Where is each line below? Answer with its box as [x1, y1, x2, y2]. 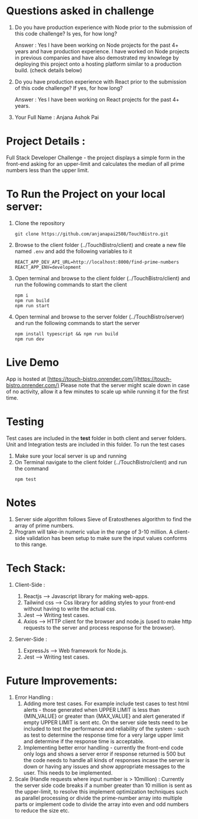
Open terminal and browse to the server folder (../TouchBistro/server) [14, 313, 184, 320]
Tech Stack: [6, 561, 66, 575]
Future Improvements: [6, 674, 118, 688]
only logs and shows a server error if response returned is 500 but [23, 750, 186, 757]
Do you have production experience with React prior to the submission [14, 78, 187, 85]
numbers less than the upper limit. [6, 166, 90, 174]
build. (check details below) [14, 66, 83, 73]
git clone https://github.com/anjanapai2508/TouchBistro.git [14, 231, 169, 237]
